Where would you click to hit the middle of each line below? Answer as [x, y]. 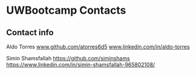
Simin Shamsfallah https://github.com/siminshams [68, 58]
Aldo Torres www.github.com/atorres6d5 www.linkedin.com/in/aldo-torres [98, 47]
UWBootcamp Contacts [66, 10]
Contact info [30, 33]
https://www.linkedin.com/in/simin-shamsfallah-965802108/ [81, 64]
